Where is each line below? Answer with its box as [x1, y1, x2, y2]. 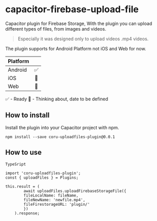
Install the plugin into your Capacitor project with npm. [5, 124, 119, 130]
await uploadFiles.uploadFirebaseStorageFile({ [23, 188, 126, 194]
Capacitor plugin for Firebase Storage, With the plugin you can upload [5, 20, 152, 26]
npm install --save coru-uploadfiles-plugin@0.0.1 [5, 134, 115, 140]
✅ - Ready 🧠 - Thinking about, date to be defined [5, 96, 109, 102]
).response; [14, 210, 40, 216]
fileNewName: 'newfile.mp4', [23, 197, 86, 202]
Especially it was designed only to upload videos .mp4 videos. [17, 36, 149, 42]
